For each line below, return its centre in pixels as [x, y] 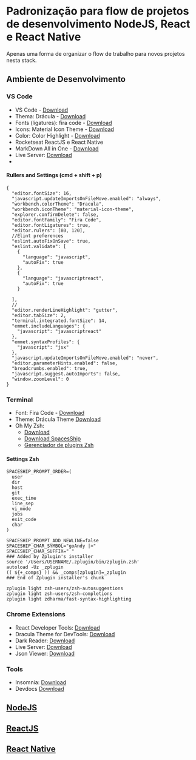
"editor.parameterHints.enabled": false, [65, 363]
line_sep [23, 504]
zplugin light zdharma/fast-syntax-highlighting [69, 599]
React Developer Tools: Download [57, 627]
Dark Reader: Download [45, 641]
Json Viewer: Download [45, 653]
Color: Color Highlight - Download [57, 135]
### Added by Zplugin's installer [50, 557]
